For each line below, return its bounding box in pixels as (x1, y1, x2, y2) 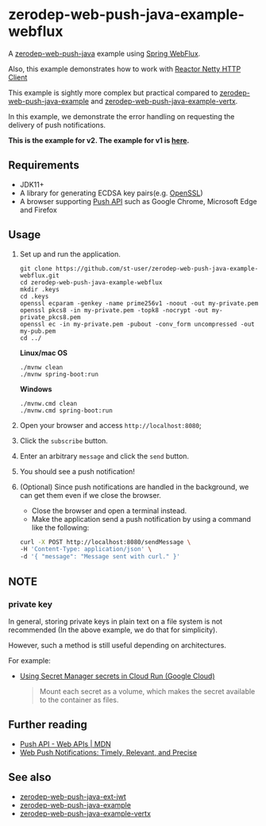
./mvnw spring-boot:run (19, 370, 99, 378)
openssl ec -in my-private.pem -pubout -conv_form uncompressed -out (19, 320, 256, 328)
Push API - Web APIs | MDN (19, 739, 111, 748)
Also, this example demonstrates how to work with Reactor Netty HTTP (8, 64, 241, 73)
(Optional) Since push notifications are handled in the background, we (19, 482, 249, 492)
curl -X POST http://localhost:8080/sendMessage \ (19, 538, 191, 546)
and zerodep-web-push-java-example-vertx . (91, 96, 238, 106)
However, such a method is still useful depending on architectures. (8, 640, 226, 650)
